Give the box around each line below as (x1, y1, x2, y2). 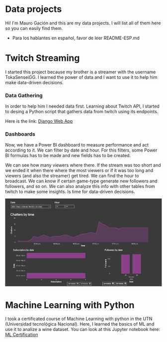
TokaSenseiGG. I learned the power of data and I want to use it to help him (5, 74, 158, 80)
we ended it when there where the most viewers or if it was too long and (5, 168, 153, 173)
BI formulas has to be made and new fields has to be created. (5, 153, 131, 159)
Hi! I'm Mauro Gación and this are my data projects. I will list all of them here (5, 20, 161, 26)
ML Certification (5, 332, 38, 338)
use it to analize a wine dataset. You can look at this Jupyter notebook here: (5, 327, 161, 333)
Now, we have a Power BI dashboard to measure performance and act (5, 142, 149, 148)
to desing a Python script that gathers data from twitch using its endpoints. (5, 109, 159, 115)
